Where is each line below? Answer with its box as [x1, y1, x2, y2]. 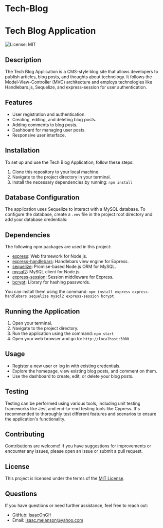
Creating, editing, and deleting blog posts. [12, 116, 96, 122]
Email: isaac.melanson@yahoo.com [12, 517, 84, 523]
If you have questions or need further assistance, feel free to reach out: [5, 503, 148, 508]
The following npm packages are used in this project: [5, 244, 112, 250]
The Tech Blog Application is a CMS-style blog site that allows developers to [5, 68, 159, 74]
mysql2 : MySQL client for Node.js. [12, 269, 81, 275]
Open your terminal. [12, 320, 53, 326]
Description [5, 56, 41, 64]
